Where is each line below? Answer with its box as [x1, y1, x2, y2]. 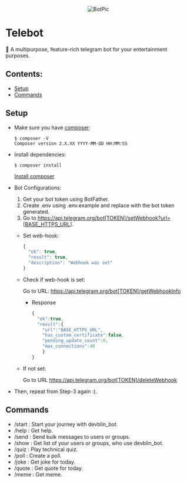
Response [31, 299, 56, 306]
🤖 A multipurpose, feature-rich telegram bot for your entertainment [5, 45, 168, 53]
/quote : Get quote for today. [14, 464, 84, 472]
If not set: [22, 365, 46, 372]
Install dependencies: [14, 151, 66, 158]
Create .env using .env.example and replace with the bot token [22, 201, 175, 209]
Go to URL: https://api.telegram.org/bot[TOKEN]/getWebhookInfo [22, 287, 181, 295]
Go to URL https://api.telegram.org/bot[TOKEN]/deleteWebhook [22, 376, 178, 383]
